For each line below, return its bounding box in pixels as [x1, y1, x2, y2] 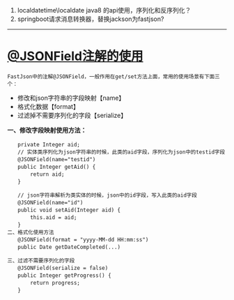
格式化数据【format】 [17, 102, 80, 110]
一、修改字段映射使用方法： [7, 126, 87, 134]
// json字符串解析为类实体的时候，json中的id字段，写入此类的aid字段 [17, 191, 197, 199]
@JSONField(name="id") [17, 199, 84, 206]
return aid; [30, 170, 65, 178]
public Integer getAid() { [17, 163, 96, 170]
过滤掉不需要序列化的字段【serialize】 [17, 111, 127, 119]
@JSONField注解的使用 [7, 48, 144, 64]
